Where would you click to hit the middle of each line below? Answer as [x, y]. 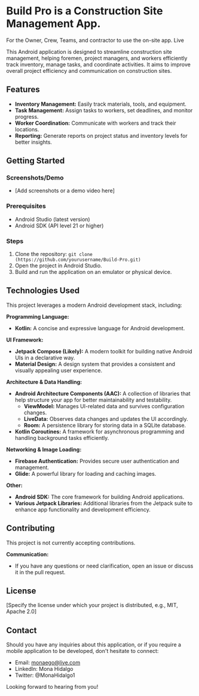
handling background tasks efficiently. [62, 438]
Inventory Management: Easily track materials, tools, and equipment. [101, 104]
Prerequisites [26, 206]
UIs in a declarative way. [45, 358]
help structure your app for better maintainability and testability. [93, 400]
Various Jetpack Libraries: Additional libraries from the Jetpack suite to [104, 503]
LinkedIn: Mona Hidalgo [44, 669]
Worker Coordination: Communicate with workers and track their [95, 123]
